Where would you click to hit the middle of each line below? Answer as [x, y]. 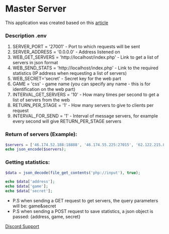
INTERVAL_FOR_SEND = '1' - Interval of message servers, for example [85, 116]
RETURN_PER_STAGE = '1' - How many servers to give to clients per [83, 105]
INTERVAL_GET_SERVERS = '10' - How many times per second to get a [86, 95]
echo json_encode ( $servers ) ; [36, 149]
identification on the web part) [44, 89]
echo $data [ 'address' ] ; [30, 182]
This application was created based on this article [57, 23]
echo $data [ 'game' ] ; [27, 186]
